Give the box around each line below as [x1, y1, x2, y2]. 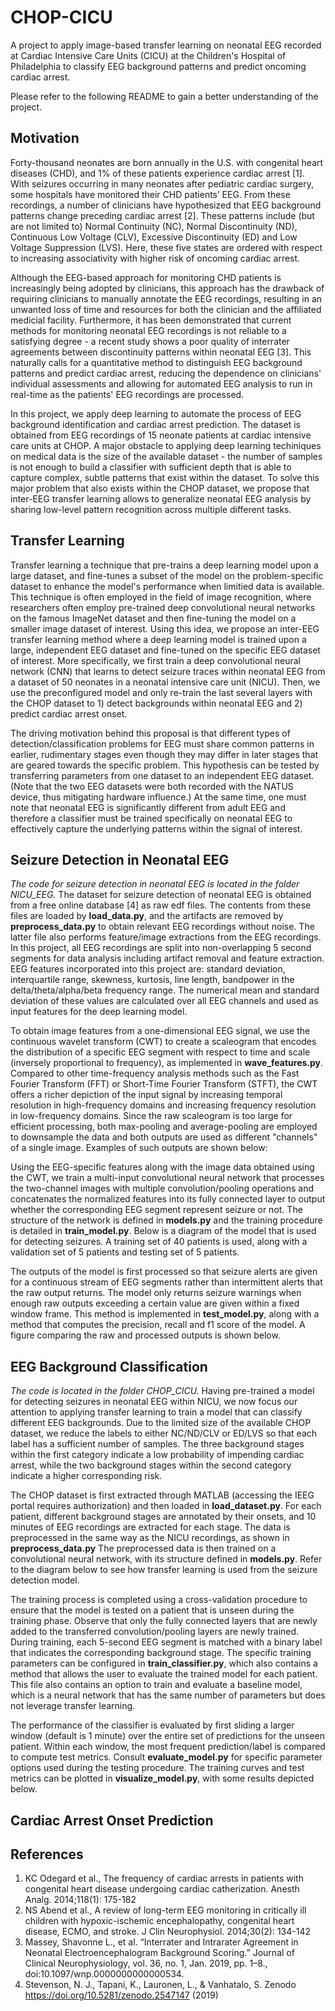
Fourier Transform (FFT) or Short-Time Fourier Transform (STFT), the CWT [10, 1078, 318, 1090]
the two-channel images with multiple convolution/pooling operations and [10, 1182, 315, 1195]
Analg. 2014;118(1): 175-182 [24, 1894, 137, 1906]
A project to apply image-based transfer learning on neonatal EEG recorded [10, 39, 322, 51]
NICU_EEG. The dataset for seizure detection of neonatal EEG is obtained [10, 889, 312, 901]
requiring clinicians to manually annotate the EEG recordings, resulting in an [10, 292, 323, 305]
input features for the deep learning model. [10, 1006, 188, 1018]
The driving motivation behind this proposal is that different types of [10, 727, 291, 739]
